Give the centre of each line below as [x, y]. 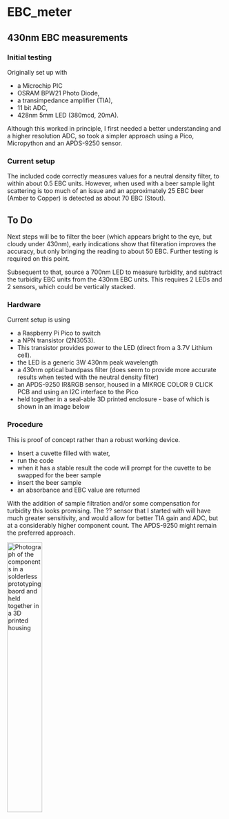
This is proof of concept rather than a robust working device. [94, 439]
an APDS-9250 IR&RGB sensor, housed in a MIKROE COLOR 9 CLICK [115, 385]
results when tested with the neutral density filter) [88, 377]
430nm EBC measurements [68, 38]
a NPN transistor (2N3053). [56, 340]
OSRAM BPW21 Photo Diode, [58, 93]
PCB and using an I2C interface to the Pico [78, 392]
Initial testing [30, 57]
